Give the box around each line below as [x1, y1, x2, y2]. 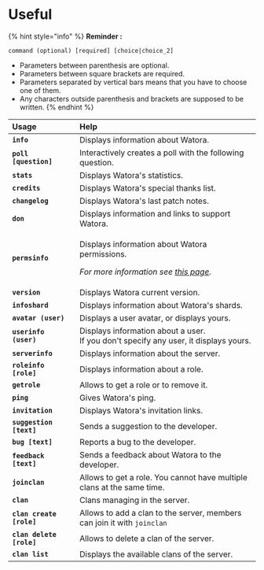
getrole [12, 380, 41, 389]
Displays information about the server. [79, 348, 221, 359]
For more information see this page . [79, 266, 212, 277]
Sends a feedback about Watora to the [79, 449, 222, 460]
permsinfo [12, 254, 49, 262]
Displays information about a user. [79, 325, 206, 336]
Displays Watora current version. [79, 287, 200, 298]
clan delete [12, 530, 57, 539]
